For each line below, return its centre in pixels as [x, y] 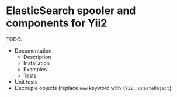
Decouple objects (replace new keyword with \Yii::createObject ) [93, 88]
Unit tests [26, 82]
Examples [35, 69]
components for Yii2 [57, 23]
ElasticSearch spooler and [71, 11]
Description [37, 57]
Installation [36, 63]
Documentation [33, 50]
